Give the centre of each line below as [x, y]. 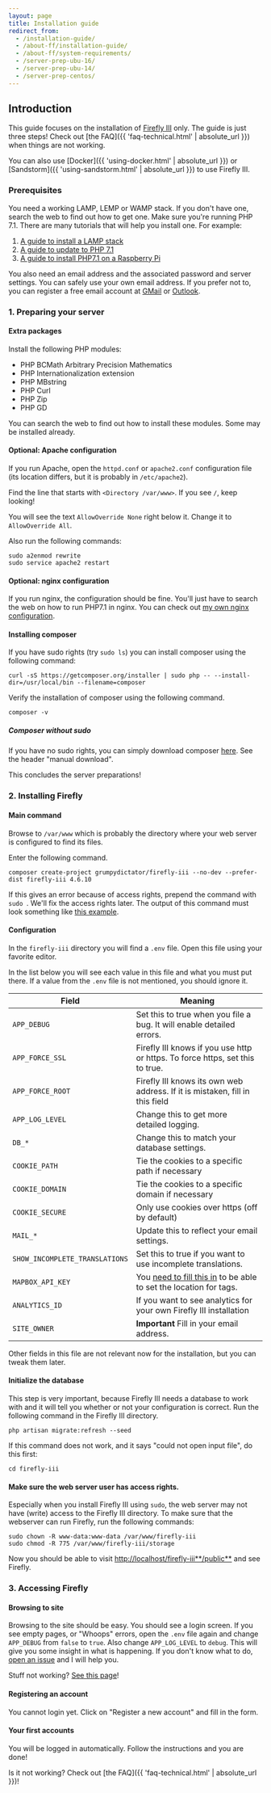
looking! [22, 501]
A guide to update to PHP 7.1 [67, 249]
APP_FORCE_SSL [40, 1058]
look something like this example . [64, 911]
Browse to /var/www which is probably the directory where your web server [133, 833]
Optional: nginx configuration [59, 581]
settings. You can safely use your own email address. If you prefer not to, [130, 282]
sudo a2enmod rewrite [45, 556]
